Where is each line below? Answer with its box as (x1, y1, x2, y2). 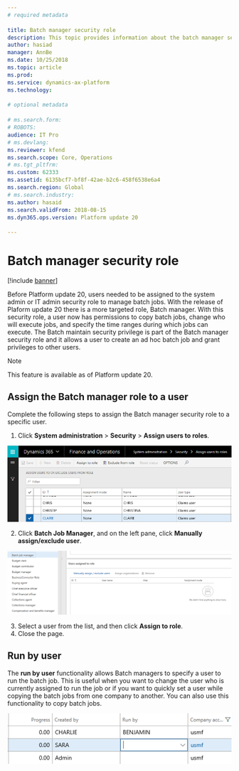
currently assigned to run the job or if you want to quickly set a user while (7, 684, 223, 692)
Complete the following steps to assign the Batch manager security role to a (7, 409, 230, 419)
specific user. (7, 417, 48, 426)
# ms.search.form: (7, 117, 62, 124)
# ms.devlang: (7, 139, 50, 146)
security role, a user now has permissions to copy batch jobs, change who (7, 313, 225, 321)
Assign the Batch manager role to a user (7, 391, 188, 403)
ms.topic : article (7, 64, 62, 71)
